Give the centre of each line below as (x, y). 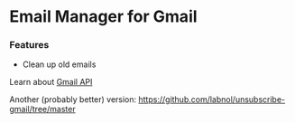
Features (29, 45)
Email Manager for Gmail (103, 17)
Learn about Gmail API (51, 82)
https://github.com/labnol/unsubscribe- (212, 99)
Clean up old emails (59, 64)
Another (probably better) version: (73, 99)
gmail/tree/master (42, 109)
